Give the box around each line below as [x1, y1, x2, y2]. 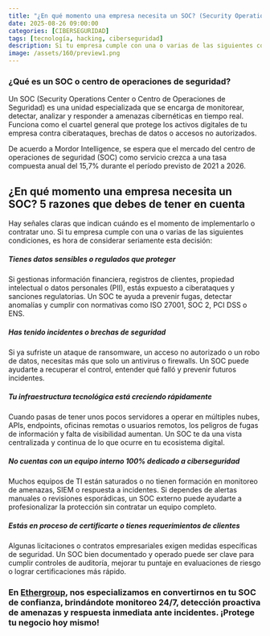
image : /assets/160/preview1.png [8, 49, 121, 57]
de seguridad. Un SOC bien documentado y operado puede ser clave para [8, 549, 255, 559]
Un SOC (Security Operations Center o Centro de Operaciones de [8, 94, 226, 104]
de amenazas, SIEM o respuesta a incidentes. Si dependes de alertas [8, 484, 237, 494]
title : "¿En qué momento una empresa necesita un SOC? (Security [8, 11, 231, 20]
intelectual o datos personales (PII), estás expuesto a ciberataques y [8, 283, 235, 293]
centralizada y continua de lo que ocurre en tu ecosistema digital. [8, 438, 225, 447]
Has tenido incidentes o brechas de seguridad [8, 327, 166, 337]
